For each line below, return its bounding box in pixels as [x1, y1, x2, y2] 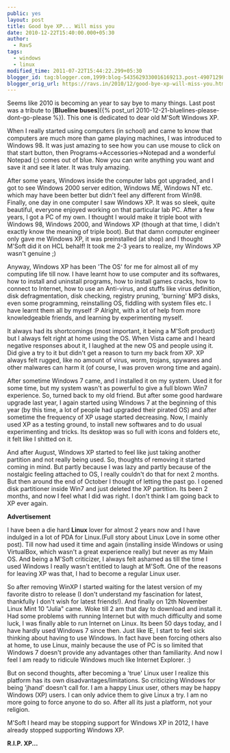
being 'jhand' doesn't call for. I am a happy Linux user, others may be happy [7, 684, 221, 692]
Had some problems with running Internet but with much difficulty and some [7, 612, 222, 621]
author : [7, 36, 29, 43]
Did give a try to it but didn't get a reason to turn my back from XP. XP [7, 349, 204, 357]
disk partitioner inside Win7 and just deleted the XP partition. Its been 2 [7, 485, 208, 493]
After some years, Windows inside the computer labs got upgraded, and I [7, 176, 214, 185]
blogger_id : [7, 73, 41, 81]
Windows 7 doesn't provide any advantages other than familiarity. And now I [7, 649, 222, 657]
